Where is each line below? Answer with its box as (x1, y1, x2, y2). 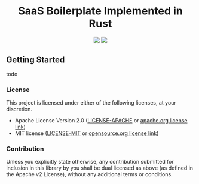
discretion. (6, 106, 33, 113)
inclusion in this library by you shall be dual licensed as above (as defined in (6, 164, 193, 171)
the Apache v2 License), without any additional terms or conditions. (6, 171, 173, 178)
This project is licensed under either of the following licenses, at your (6, 99, 176, 106)
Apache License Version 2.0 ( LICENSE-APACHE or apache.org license (14, 117, 188, 124)
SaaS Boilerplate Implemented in (17, 4, 183, 18)
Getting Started (6, 55, 65, 65)
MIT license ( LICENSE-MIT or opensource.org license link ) (14, 130, 159, 137)
